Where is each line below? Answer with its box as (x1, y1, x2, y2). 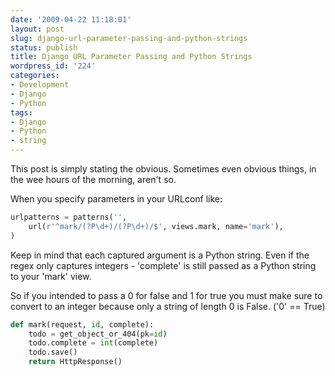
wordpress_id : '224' (10, 61, 97, 71)
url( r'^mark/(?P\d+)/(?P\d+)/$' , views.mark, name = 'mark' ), (28, 221, 284, 231)
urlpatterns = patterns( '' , (10, 212, 128, 222)
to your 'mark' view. (10, 270, 92, 282)
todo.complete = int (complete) (28, 338, 159, 348)
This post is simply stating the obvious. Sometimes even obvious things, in (10, 163, 317, 175)
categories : (10, 71, 60, 81)
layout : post (10, 24, 65, 34)
